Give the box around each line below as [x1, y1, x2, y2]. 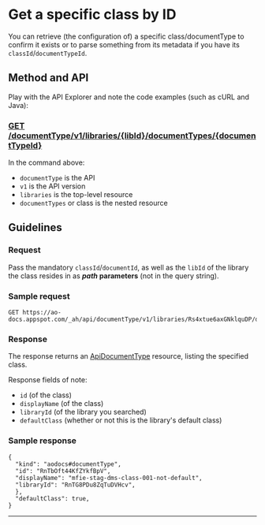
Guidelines [8, 221, 62, 234]
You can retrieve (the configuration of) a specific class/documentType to [8, 32, 244, 41]
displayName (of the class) [19, 399, 104, 408]
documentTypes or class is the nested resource [19, 199, 168, 208]
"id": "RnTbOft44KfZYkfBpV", [15, 467, 111, 475]
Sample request [8, 290, 70, 301]
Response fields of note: [8, 375, 88, 385]
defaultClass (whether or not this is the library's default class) [19, 415, 222, 425]
